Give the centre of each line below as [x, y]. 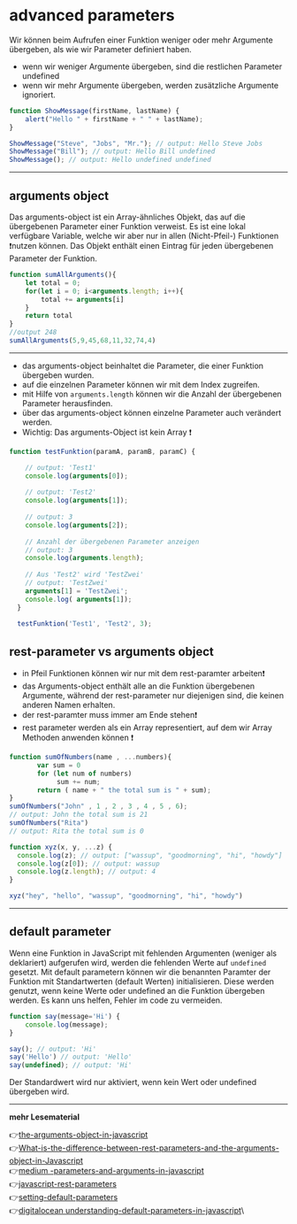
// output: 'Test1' [61, 467]
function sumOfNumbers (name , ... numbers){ [91, 758]
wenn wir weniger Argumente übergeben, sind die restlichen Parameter [152, 66]
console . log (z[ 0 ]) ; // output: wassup [89, 864]
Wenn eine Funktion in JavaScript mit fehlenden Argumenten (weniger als [143, 953]
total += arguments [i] [83, 299]
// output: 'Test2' [61, 492]
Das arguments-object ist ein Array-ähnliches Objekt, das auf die [127, 217]
